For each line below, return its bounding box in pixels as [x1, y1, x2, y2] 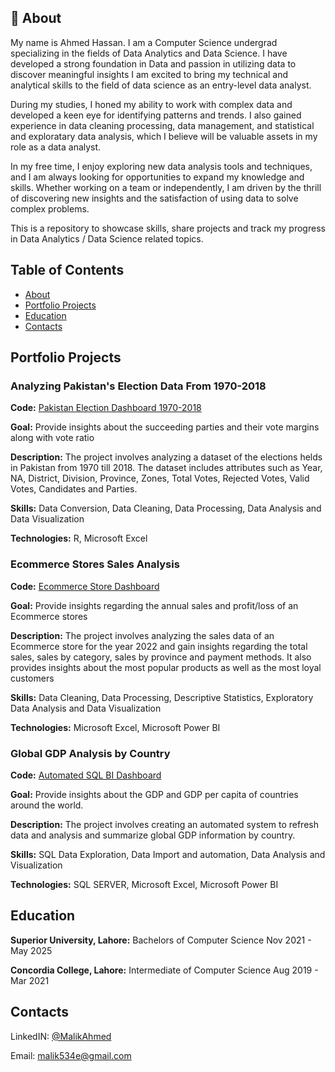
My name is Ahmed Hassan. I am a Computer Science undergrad [10, 36, 278, 48]
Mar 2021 [10, 974, 50, 986]
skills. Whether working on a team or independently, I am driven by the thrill [10, 181, 322, 193]
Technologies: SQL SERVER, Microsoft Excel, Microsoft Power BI [10, 878, 279, 890]
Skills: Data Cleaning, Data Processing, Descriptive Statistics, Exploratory [10, 691, 314, 703]
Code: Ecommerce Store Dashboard [10, 580, 160, 592]
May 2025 [10, 944, 53, 956]
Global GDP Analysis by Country [10, 746, 171, 760]
